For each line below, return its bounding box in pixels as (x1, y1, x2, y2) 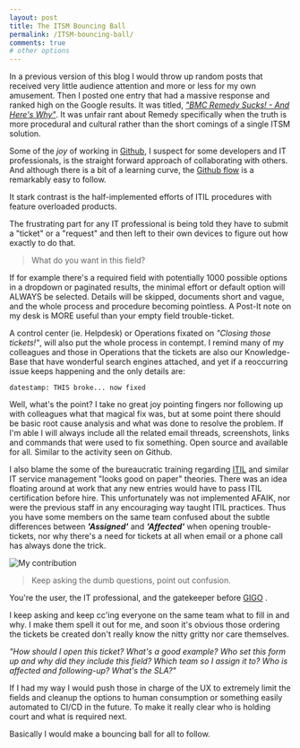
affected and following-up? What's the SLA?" (9, 665, 176, 676)
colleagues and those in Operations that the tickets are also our (9, 347, 244, 358)
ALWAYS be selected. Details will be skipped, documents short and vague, (9, 291, 285, 302)
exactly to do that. (9, 238, 76, 248)
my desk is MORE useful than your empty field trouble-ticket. (9, 310, 235, 321)
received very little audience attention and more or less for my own (9, 81, 257, 91)
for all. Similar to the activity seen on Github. (9, 447, 173, 457)
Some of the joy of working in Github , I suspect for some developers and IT (9, 145, 287, 157)
